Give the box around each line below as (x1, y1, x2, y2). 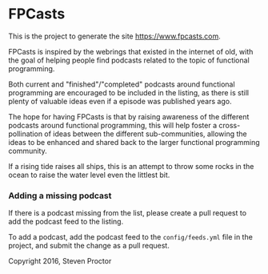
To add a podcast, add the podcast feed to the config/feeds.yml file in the (8, 232, 254, 242)
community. (8, 146, 47, 155)
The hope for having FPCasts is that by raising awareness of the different (8, 111, 250, 121)
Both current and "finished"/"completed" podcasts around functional (8, 79, 235, 89)
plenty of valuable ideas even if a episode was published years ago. (8, 96, 232, 106)
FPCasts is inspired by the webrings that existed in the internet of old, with (8, 46, 254, 56)
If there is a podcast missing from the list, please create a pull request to (8, 208, 246, 218)
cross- (218, 120, 241, 130)
